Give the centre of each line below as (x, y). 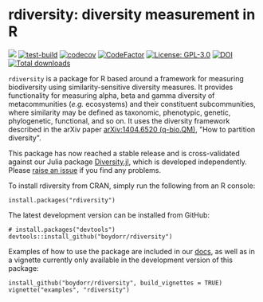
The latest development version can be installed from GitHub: (109, 215)
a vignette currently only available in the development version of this (121, 260)
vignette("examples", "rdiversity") (69, 290)
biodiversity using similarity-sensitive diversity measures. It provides (121, 87)
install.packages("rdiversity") (62, 200)
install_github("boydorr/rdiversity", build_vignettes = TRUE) (116, 283)
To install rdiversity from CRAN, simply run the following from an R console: (132, 186)
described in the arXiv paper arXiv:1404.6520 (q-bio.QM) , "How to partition (132, 129)
